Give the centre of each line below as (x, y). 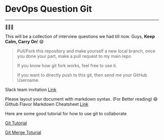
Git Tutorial (16, 123)
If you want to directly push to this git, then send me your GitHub (82, 75)
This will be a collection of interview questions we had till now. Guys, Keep (80, 36)
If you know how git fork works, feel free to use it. (67, 65)
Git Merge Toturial (23, 132)
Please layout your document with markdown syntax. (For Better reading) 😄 (82, 99)
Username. (28, 80)
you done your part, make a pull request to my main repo (74, 56)
